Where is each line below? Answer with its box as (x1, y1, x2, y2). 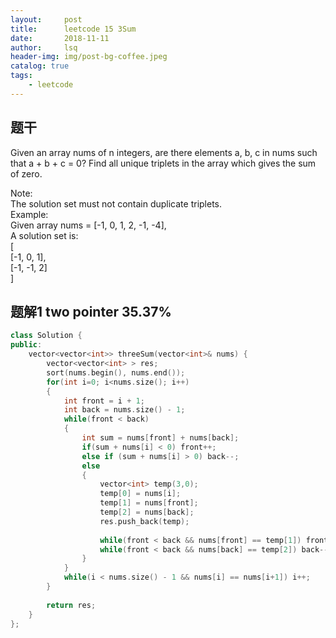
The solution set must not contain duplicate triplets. (10, 197, 223, 210)
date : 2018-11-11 (10, 33, 110, 43)
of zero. (10, 167, 43, 180)
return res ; (46, 600, 97, 610)
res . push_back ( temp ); (99, 516, 190, 526)
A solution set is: (10, 229, 79, 241)
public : (10, 340, 43, 350)
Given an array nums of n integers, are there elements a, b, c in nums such (10, 146, 318, 158)
